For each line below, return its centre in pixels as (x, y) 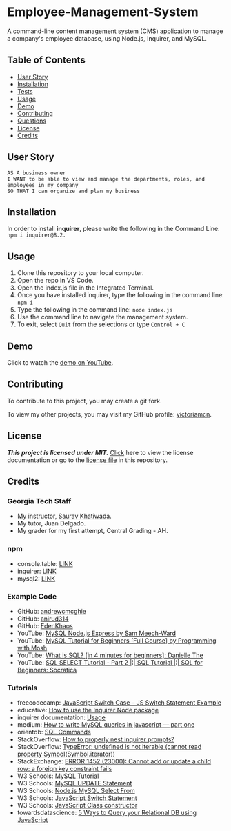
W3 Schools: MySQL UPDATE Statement (74, 783)
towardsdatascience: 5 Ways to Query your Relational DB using (107, 813)
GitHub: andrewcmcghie (51, 611)
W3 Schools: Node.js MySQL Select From (76, 791)
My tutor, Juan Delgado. (51, 523)
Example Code (32, 596)
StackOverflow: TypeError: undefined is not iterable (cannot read (109, 747)
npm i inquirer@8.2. (37, 235)
